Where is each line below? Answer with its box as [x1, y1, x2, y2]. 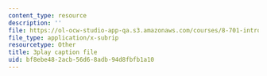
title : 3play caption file [8, 48, 98, 56]
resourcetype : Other [8, 41, 77, 49]
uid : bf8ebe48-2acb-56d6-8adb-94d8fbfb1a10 [8, 56, 155, 64]
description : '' [8, 19, 62, 27]
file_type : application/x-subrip [8, 33, 119, 42]
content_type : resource [8, 11, 87, 20]
